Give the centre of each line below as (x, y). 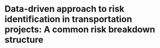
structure (24, 40)
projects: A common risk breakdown (80, 30)
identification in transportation (69, 19)
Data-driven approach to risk (65, 9)
